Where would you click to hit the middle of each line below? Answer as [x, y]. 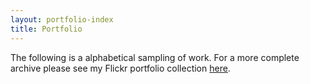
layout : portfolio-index [62, 19]
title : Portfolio [46, 29]
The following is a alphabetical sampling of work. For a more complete [155, 57]
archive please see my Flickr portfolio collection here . [120, 68]
